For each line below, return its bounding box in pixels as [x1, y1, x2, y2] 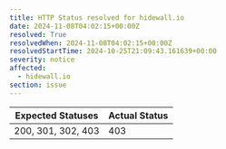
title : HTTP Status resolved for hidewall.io [9, 13, 184, 23]
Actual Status [108, 109, 169, 122]
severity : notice [9, 55, 75, 64]
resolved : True [9, 30, 67, 39]
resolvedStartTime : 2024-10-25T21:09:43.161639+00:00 [9, 47, 218, 56]
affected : [9, 64, 47, 73]
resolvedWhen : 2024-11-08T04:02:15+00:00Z [9, 38, 172, 48]
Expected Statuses [15, 109, 99, 122]
